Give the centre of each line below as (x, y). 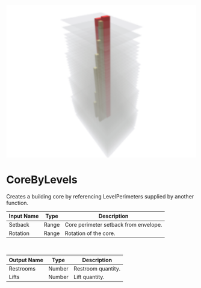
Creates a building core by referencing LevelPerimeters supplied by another (100, 196)
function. (17, 203)
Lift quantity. (89, 277)
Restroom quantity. (97, 268)
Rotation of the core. (90, 233)
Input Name (24, 216)
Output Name (26, 260)
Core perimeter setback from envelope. (113, 225)
